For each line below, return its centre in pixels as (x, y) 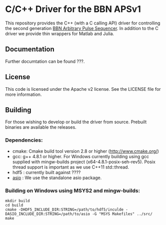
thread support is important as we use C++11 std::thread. (71, 167)
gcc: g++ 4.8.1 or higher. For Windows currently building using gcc (81, 156)
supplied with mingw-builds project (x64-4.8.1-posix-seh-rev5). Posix (84, 162)
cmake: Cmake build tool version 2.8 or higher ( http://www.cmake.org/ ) (86, 151)
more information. (23, 94)
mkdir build (17, 201)
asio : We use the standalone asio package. (57, 178)
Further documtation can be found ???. (45, 61)
